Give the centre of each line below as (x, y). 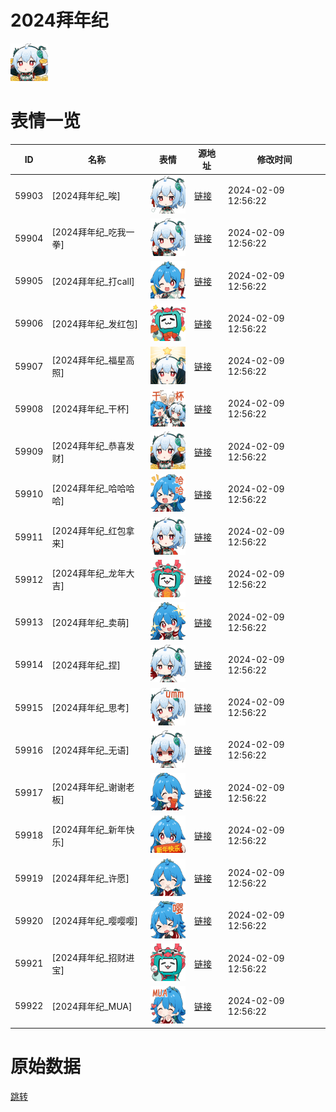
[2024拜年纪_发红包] (95, 323)
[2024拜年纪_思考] (90, 708)
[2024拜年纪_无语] (90, 750)
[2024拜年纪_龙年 (89, 573)
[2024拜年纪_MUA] (92, 1006)
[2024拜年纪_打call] (93, 281)
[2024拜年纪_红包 (89, 531)
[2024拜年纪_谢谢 (89, 787)
